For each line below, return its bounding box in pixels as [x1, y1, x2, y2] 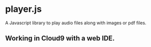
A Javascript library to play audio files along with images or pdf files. [5, 20, 146, 26]
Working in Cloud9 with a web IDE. [5, 34, 115, 43]
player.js [5, 3, 42, 15]
